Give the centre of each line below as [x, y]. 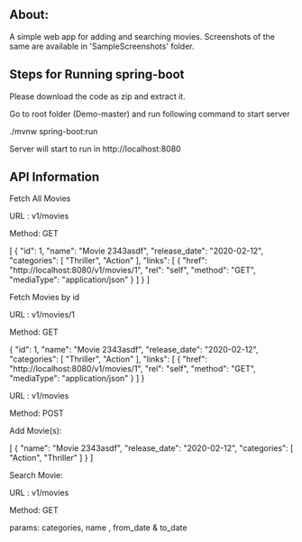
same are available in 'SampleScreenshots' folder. [102, 46]
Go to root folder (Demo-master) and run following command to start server [150, 114]
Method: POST [37, 413]
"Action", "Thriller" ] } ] [51, 458]
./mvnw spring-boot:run [54, 131]
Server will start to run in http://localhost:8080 [96, 149]
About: [29, 15]
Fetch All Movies [40, 198]
